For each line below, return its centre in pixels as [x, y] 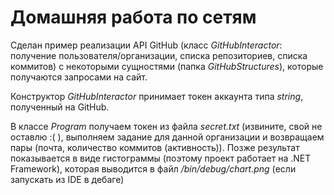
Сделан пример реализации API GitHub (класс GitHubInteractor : [146, 45]
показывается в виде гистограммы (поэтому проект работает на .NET [161, 158]
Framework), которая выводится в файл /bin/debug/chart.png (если [153, 168]
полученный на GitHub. [60, 107]
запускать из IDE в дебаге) [67, 179]
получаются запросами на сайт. [79, 77]
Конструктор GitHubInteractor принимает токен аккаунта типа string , [157, 96]
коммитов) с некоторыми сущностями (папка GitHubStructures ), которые [167, 66]
